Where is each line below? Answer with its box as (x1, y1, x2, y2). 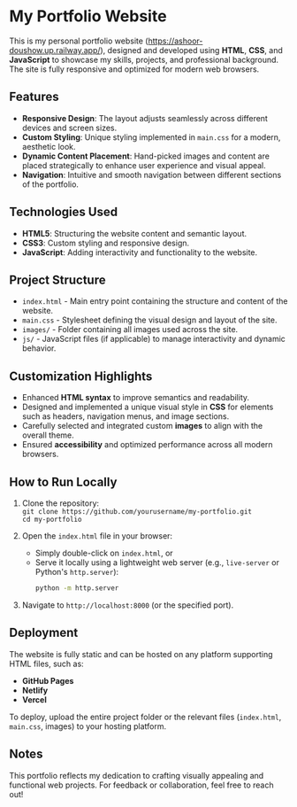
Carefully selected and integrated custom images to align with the (21, 421, 263, 431)
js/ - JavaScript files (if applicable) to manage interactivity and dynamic (21, 334, 286, 345)
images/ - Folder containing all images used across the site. (21, 324, 239, 335)
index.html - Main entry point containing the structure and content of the (21, 296, 288, 307)
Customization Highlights (9, 369, 153, 384)
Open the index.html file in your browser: (21, 531, 173, 541)
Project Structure (9, 272, 106, 287)
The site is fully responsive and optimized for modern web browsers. (9, 64, 260, 74)
